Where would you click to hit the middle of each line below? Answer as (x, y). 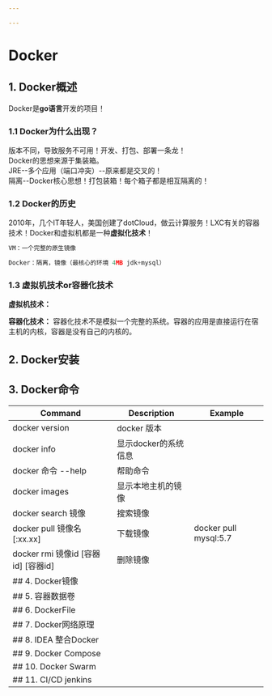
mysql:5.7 (213, 537)
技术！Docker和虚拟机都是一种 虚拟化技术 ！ (81, 233)
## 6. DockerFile (44, 609)
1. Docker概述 (43, 87)
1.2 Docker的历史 (42, 203)
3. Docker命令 (44, 390)
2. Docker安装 (44, 360)
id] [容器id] (34, 566)
